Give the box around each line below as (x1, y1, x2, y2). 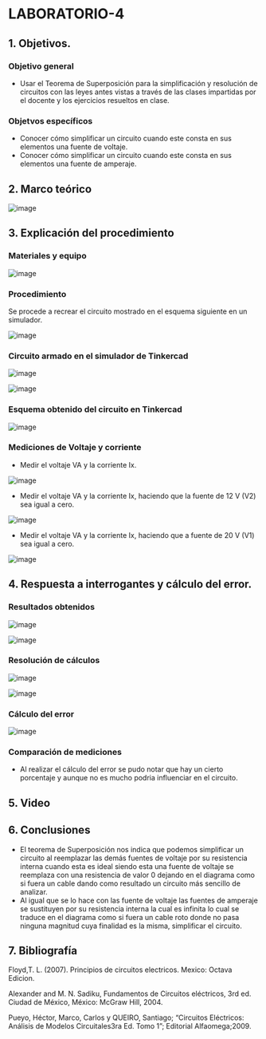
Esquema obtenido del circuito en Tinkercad (8, 404, 183, 415)
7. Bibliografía (8, 944, 78, 958)
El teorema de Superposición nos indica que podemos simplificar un (19, 844, 244, 854)
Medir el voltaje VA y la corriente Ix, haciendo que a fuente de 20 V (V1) (19, 530, 255, 539)
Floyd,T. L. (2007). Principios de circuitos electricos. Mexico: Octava (8, 965, 233, 974)
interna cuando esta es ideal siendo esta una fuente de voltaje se (19, 861, 234, 871)
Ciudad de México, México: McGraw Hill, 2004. (8, 998, 163, 1007)
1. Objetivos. (8, 37, 72, 50)
